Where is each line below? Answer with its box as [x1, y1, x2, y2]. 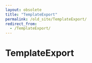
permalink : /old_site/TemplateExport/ [5, 16, 87, 21]
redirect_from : [5, 21, 37, 26]
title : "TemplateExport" [5, 12, 58, 17]
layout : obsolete [5, 7, 42, 12]
